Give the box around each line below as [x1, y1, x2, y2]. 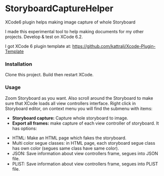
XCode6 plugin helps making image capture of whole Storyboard [5, 19, 136, 25]
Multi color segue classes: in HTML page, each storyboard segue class [12, 140, 155, 146]
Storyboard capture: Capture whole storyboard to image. [12, 115, 128, 121]
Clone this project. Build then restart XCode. [5, 72, 94, 78]
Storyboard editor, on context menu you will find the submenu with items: [5, 106, 153, 111]
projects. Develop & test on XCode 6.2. [5, 34, 83, 40]
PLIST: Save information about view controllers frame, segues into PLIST [12, 161, 159, 167]
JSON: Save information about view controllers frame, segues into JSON [12, 150, 159, 156]
